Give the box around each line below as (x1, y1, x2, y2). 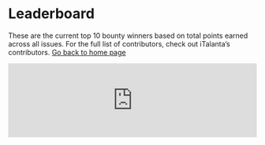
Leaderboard (8, 5, 95, 23)
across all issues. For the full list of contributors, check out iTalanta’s (8, 39, 230, 48)
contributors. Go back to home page (8, 47, 126, 57)
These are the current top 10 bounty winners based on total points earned (8, 31, 248, 40)
